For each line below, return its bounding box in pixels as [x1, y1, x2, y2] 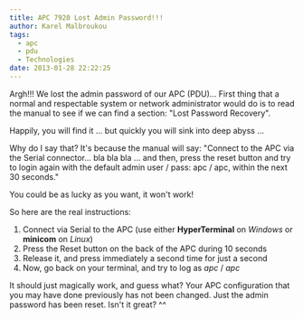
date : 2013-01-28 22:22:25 [9, 64, 111, 73]
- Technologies [17, 55, 75, 64]
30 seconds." [9, 171, 60, 182]
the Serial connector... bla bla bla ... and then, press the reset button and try [9, 152, 291, 163]
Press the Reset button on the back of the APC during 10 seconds [22, 243, 268, 254]
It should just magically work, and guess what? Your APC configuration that [9, 279, 290, 290]
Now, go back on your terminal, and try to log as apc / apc [22, 262, 241, 273]
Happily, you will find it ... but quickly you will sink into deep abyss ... [9, 125, 265, 136]
